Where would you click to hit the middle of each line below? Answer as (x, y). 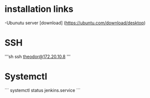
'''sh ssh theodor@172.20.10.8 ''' (38, 56)
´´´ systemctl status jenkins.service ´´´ (43, 90)
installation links (39, 9)
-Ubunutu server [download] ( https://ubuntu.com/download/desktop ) (75, 23)
